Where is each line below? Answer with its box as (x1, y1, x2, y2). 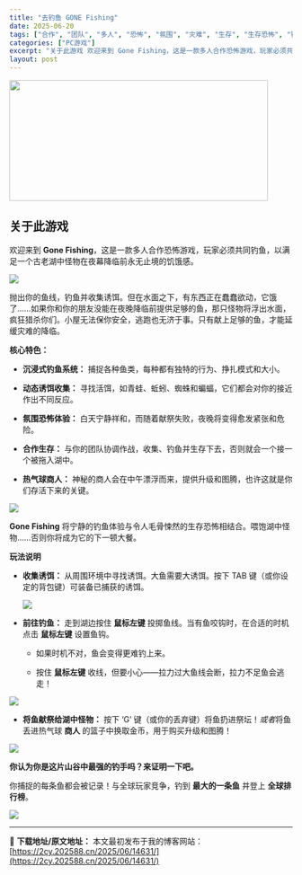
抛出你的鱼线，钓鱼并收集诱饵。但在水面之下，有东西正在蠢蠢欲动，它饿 (9, 291, 277, 302)
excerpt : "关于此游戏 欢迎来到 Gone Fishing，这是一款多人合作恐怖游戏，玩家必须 (9, 47, 287, 56)
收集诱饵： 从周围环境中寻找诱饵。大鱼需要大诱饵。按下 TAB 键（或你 (22, 570, 281, 580)
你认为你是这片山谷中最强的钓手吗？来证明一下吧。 (9, 761, 199, 772)
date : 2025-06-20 (9, 22, 75, 31)
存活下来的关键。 (30, 484, 94, 495)
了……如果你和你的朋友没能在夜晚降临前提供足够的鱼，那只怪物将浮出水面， (9, 303, 291, 314)
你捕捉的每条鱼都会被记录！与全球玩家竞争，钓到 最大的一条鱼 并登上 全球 (9, 780, 284, 791)
